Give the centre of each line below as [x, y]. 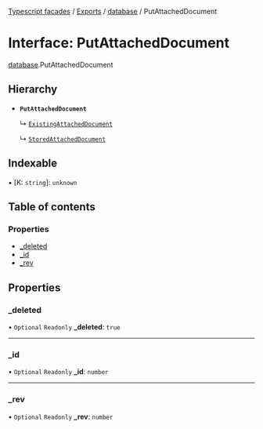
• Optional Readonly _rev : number [61, 416]
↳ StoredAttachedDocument [63, 138]
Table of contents [52, 207]
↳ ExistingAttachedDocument [66, 123]
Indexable [33, 164]
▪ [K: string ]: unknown [43, 182]
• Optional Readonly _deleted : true [64, 327]
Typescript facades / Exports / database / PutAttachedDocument [113, 11]
